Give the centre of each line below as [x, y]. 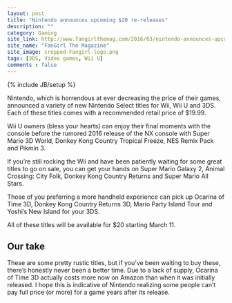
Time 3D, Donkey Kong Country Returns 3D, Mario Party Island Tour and [110, 204]
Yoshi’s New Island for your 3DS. [54, 211]
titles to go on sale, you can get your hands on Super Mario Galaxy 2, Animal [116, 168]
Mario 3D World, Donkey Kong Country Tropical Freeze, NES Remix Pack [110, 140]
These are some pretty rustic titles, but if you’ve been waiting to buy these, [114, 263]
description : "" [30, 26]
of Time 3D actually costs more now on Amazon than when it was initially [111, 277]
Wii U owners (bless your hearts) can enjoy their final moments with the [109, 126]
